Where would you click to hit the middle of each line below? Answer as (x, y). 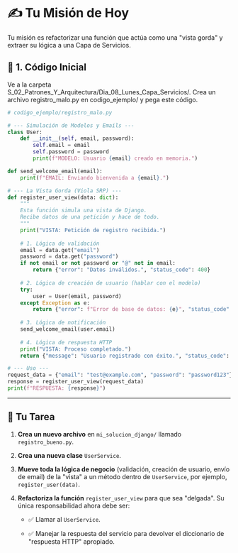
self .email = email (62, 146)
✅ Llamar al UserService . (64, 519)
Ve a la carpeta (29, 84)
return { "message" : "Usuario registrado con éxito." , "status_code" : (125, 356)
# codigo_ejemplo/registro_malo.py (60, 113)
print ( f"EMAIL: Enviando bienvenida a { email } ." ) (95, 177)
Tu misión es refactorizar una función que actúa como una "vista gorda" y (115, 37)
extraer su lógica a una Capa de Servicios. (69, 45)
